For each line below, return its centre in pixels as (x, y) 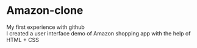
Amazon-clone (45, 10)
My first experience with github (46, 27)
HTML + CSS (23, 40)
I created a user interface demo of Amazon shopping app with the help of (99, 33)
